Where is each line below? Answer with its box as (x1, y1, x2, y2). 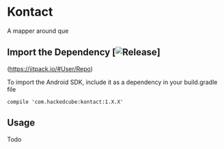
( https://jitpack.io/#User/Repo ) (7, 64, 94, 72)
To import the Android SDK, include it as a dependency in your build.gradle (7, 78, 218, 86)
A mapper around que (7, 27, 69, 35)
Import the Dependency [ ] (7, 46, 160, 58)
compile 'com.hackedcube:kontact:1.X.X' (7, 98, 124, 105)
